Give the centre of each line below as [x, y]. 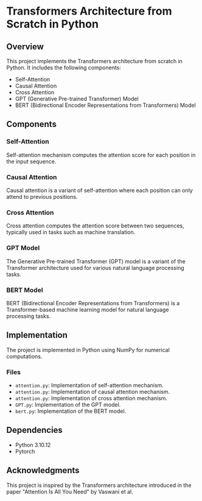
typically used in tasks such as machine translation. [71, 232]
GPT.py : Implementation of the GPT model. [68, 404]
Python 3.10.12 [33, 444]
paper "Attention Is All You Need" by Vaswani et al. [70, 491]
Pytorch [25, 451]
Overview [25, 47]
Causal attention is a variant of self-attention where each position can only [99, 190]
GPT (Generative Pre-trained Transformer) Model [77, 99]
